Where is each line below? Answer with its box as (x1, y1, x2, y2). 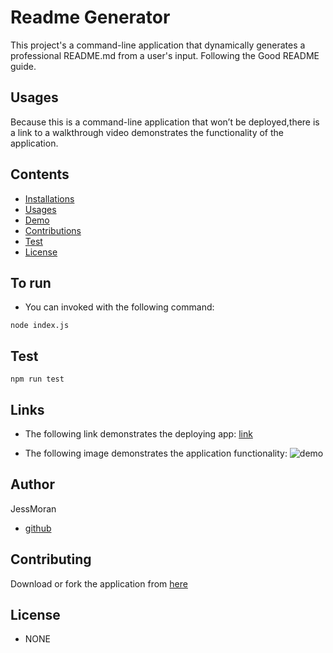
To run (10, 274, 52, 291)
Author (10, 476, 55, 493)
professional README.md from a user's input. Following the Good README (10, 49, 320, 61)
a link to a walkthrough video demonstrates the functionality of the (10, 126, 284, 138)
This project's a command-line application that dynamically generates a (10, 39, 306, 51)
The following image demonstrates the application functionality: (24, 447, 288, 459)
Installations (24, 192, 75, 205)
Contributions (24, 224, 82, 236)
